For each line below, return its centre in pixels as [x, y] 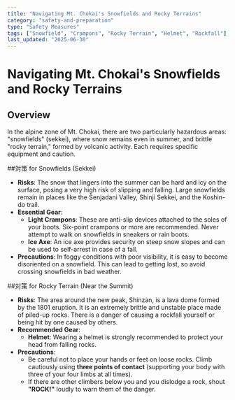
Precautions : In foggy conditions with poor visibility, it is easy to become [122, 257]
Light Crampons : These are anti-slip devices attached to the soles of [127, 220]
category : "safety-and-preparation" [60, 20]
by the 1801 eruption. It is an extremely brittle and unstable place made [119, 308]
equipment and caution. [41, 154]
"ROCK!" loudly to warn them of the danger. [92, 390]
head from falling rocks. [62, 345]
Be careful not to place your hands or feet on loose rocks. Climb [120, 359]
